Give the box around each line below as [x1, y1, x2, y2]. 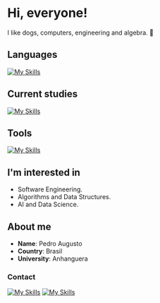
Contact [7, 272, 36, 282]
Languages [7, 49, 58, 61]
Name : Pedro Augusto [17, 239, 82, 248]
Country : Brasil [17, 247, 63, 255]
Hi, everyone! [7, 5, 88, 21]
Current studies [7, 88, 78, 100]
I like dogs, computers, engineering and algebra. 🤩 [7, 28, 154, 37]
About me [7, 220, 51, 232]
